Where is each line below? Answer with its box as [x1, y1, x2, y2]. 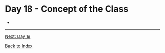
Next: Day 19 [5, 33, 31, 39]
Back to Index [5, 43, 33, 49]
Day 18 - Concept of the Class [5, 3, 129, 15]
